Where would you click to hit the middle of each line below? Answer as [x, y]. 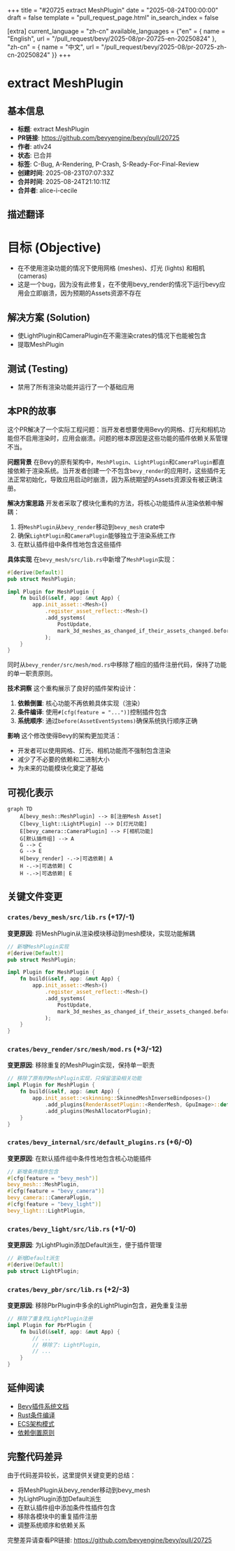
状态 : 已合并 [35, 155]
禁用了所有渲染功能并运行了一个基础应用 [76, 387]
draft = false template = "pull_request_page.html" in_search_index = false [113, 18]
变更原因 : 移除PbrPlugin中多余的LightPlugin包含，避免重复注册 [97, 1305]
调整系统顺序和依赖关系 [51, 1525]
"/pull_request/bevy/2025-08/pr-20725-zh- [164, 47]
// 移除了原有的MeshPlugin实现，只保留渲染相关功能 [74, 1079]
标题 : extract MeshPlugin [53, 129]
